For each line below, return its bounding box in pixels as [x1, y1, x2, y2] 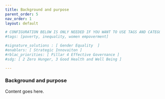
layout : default [5, 21, 38, 26]
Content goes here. [5, 88, 44, 94]
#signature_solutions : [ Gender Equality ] [5, 43, 100, 48]
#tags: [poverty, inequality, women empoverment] [5, 34, 109, 39]
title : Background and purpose [5, 7, 69, 12]
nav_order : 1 [5, 16, 32, 21]
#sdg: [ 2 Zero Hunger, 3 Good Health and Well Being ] [5, 57, 122, 62]
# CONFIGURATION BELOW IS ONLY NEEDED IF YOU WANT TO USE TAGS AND [5, 30, 146, 35]
